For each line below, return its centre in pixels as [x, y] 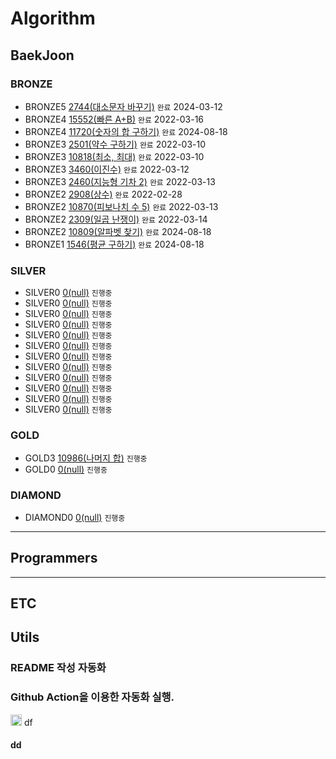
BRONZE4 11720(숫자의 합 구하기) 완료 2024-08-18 [126, 131]
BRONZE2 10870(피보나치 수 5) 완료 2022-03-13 [121, 206]
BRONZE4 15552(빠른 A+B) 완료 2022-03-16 [114, 119]
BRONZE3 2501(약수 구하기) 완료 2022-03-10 [115, 144]
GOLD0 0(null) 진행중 [66, 469]
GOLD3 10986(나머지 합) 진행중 [86, 458]
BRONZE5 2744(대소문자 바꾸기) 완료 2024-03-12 [123, 106]
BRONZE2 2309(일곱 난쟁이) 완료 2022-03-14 [116, 219]
